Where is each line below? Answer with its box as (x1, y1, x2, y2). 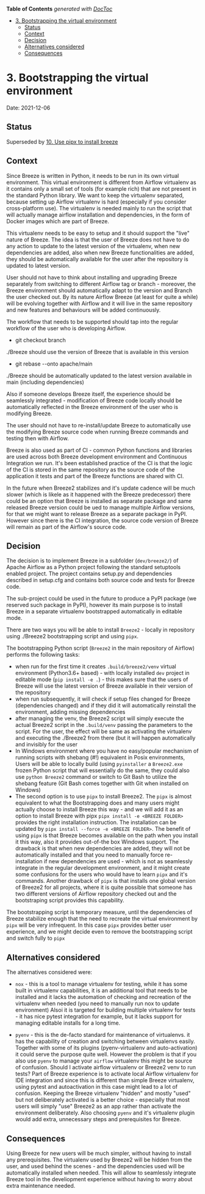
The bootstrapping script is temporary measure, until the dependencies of (6, 908, 193, 916)
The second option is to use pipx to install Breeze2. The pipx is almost (15, 793, 192, 800)
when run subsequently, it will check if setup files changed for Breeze (15, 695, 191, 702)
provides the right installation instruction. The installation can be (15, 819, 177, 826)
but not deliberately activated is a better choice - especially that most (15, 1096, 190, 1104)
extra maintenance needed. (6, 1182, 76, 1189)
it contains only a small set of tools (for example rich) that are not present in (6, 185, 197, 192)
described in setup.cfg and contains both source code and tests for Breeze (6, 577, 195, 584)
